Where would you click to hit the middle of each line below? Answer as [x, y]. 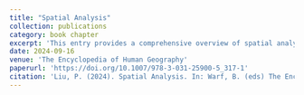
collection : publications [58, 26]
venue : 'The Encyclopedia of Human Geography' [99, 60]
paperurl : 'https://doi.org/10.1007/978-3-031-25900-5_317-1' [129, 69]
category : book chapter [54, 34]
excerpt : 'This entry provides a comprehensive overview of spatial [141, 43]
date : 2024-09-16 [42, 52]
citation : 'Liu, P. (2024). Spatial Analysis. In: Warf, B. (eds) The [145, 77]
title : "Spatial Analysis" [60, 18]
